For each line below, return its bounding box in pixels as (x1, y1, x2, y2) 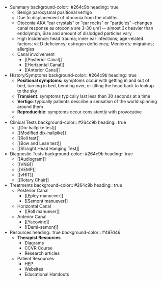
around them (17, 104, 43, 109)
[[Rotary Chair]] (17, 177, 49, 183)
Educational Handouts (24, 271, 70, 277)
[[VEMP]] (17, 167, 36, 172)
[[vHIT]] (17, 172, 33, 177)
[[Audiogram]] (17, 156, 46, 162)
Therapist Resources (17, 235, 61, 241)
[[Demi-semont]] (24, 224, 59, 230)
